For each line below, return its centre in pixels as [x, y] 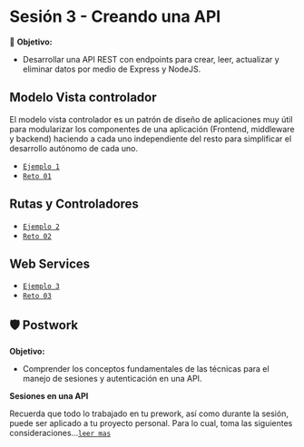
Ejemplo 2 [41, 227]
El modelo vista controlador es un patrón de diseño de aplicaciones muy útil [151, 119]
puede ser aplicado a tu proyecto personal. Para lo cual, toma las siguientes [151, 423]
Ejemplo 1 [41, 166]
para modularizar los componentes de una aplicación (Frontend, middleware [152, 129]
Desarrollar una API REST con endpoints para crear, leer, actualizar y [151, 59]
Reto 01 [37, 176]
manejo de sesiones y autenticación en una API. [112, 379]
